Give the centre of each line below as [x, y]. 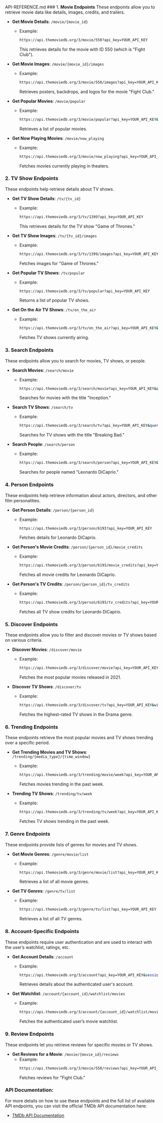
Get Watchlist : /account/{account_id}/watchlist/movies [68, 994]
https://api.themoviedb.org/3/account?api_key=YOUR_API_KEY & [82, 975]
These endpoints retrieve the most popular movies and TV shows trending [79, 738]
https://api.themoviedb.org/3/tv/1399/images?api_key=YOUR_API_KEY [89, 254]
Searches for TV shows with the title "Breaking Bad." [72, 435]
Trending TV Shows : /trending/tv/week [52, 794]
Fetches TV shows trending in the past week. [64, 821]
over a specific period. [27, 743]
